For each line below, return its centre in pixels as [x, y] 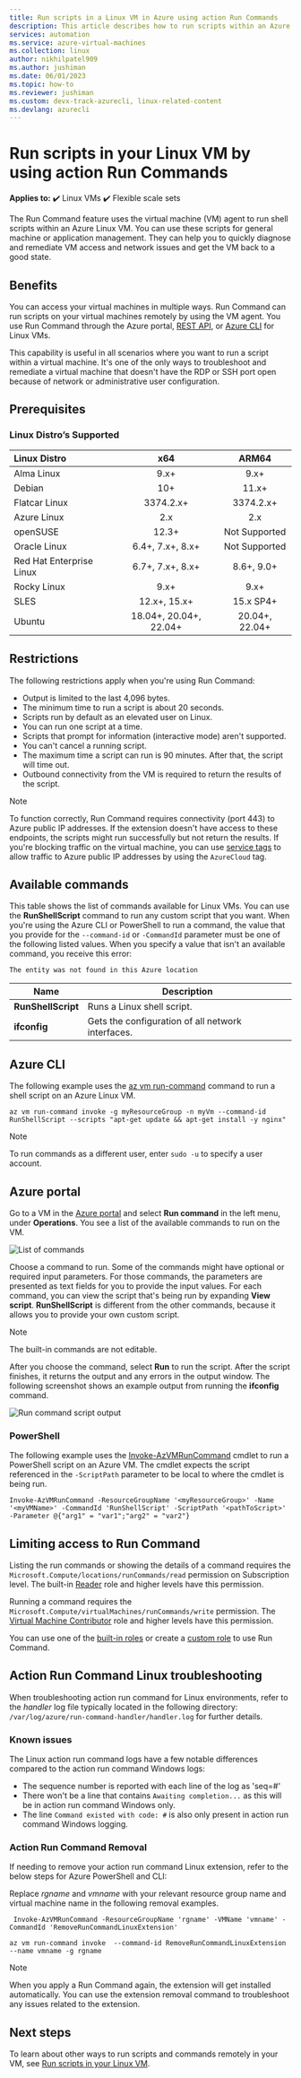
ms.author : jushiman [48, 68]
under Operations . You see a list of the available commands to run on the [145, 1222]
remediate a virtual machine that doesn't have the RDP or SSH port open [143, 372]
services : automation [50, 34]
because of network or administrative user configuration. [114, 381]
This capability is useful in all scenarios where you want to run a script [139, 352]
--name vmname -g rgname [56, 1952]
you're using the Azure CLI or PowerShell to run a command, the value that [147, 926]
